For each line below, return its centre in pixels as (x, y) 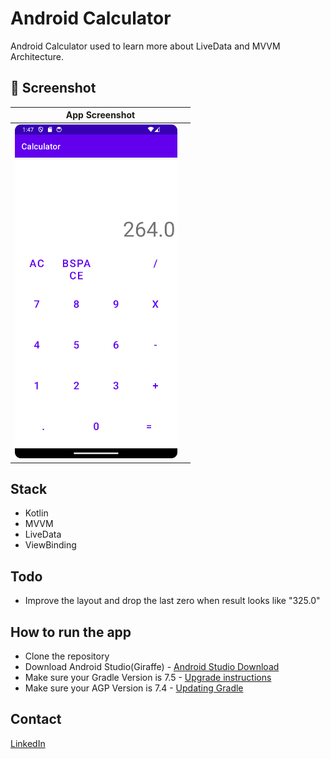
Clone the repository (67, 656)
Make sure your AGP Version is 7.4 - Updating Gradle (134, 688)
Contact (36, 719)
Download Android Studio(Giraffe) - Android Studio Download (152, 667)
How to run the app (71, 632)
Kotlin (36, 513)
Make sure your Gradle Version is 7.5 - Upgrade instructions (148, 678)
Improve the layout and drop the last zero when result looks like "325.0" (172, 601)
